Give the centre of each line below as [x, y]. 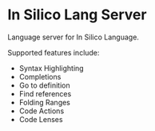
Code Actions [42, 111]
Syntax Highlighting [52, 68]
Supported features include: [54, 52]
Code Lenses [41, 119]
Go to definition [44, 85]
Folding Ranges [45, 102]
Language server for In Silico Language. [73, 37]
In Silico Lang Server [77, 15]
